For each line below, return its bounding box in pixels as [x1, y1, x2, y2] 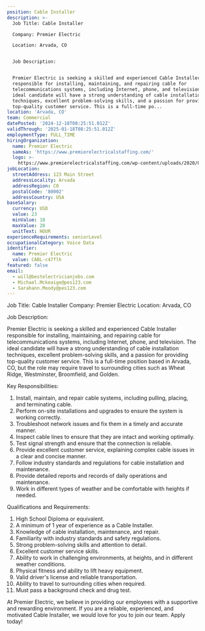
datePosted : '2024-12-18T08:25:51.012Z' [7, 120, 111, 127]
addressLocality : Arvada [12, 177, 75, 183]
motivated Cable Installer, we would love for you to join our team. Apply [7, 611, 186, 619]
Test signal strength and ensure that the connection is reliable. [15, 440, 172, 447]
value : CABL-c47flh [12, 257, 62, 263]
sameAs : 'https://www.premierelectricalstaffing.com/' [12, 149, 155, 155]
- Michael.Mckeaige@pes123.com [12, 279, 92, 286]
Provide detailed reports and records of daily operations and [15, 472, 167, 480]
